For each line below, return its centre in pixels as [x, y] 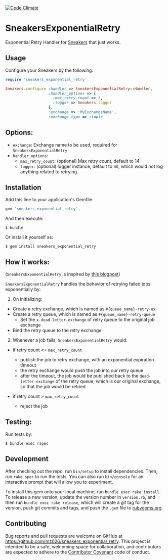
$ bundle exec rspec [27, 443]
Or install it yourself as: [29, 237]
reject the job [34, 406]
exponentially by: [23, 289]
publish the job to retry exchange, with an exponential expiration [87, 360]
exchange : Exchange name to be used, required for [65, 145]
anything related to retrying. [49, 171]
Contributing [26, 524]
